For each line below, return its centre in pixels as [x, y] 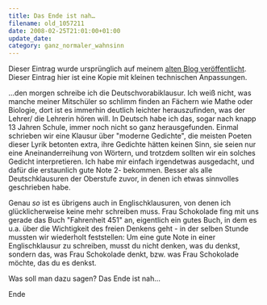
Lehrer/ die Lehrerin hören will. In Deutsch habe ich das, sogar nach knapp [132, 119]
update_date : [30, 38]
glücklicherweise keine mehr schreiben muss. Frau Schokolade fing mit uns [134, 211]
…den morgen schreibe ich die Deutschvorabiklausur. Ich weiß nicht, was [130, 93]
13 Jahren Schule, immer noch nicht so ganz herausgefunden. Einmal [123, 127]
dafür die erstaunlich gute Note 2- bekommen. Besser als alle [111, 170]
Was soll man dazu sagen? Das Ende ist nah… [85, 278]
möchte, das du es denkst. [52, 263]
